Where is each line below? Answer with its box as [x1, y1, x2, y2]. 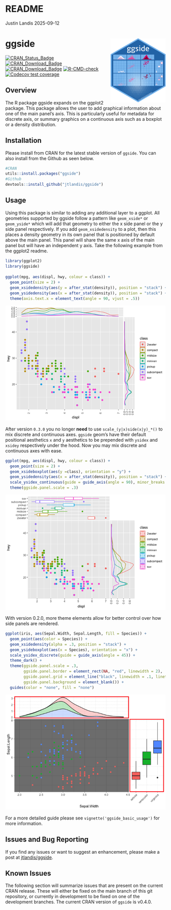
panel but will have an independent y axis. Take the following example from [5, 242, 163, 248]
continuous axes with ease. [5, 447, 63, 453]
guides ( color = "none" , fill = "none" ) [10, 685, 95, 690]
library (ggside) [5, 264, 40, 269]
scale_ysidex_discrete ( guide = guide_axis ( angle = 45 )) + [10, 653, 136, 658]
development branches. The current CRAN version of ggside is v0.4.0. [5, 899, 152, 905]
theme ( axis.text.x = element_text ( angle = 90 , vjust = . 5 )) [10, 296, 140, 301]
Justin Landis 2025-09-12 [5, 20, 60, 26]
